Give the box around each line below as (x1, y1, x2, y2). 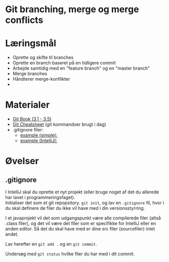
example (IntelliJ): (20, 138, 58, 144)
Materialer (5, 99, 50, 111)
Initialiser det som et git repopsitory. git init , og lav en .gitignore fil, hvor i (5, 200, 164, 206)
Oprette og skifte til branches (12, 54, 74, 60)
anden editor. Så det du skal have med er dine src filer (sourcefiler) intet (5, 226, 155, 232)
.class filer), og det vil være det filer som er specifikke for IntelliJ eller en (5, 220, 156, 226)
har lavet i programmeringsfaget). (5, 194, 75, 201)
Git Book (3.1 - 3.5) (12, 116, 52, 122)
